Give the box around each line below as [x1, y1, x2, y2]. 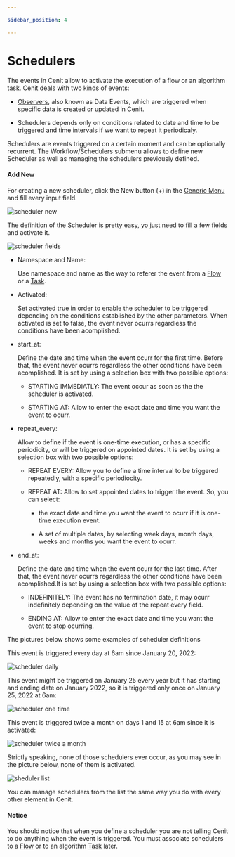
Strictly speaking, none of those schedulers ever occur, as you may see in [7, 753, 221, 761]
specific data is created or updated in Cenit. [17, 105, 145, 113]
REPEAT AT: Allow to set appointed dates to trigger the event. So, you [27, 487, 229, 496]
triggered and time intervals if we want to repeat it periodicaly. [17, 126, 198, 134]
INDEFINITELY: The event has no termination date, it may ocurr [27, 593, 210, 601]
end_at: [17, 550, 39, 559]
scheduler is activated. [27, 389, 94, 398]
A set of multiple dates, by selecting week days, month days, [38, 529, 214, 538]
